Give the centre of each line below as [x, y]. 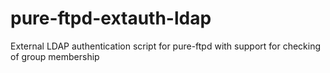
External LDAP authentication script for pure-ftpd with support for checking [166, 46]
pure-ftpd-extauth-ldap [111, 18]
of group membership [55, 56]
